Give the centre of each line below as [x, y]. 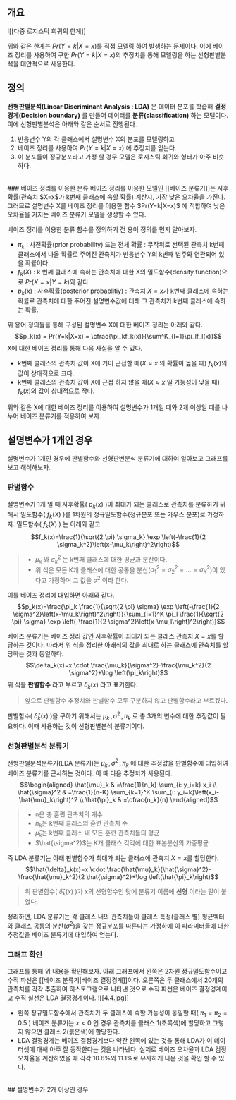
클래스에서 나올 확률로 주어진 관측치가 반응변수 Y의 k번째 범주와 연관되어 [117, 254]
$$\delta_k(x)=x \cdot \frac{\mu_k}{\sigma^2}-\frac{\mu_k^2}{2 [118, 665]
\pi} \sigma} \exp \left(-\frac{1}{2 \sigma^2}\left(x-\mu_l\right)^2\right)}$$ [118, 621]
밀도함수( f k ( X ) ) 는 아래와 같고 [58, 525]
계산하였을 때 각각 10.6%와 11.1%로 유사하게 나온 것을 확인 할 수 [129, 1058]
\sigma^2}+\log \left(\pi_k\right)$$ [118, 672]
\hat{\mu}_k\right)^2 [48, 799]
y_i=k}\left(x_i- [198, 792]
